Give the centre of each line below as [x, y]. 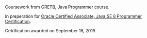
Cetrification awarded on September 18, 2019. [51, 31]
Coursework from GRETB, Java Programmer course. [57, 7]
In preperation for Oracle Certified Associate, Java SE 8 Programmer [73, 16]
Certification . [18, 21]
